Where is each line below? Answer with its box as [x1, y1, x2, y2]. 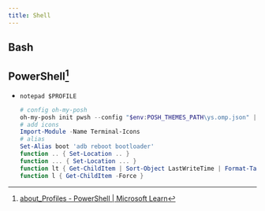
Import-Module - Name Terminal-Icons [19, 128, 140, 136]
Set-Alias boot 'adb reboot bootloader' [19, 143, 155, 150]
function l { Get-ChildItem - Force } [19, 172, 144, 180]
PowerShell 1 [8, 68, 69, 83]
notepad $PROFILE [19, 92, 77, 100]
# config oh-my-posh [19, 105, 88, 114]
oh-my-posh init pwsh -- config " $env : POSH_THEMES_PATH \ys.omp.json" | [19, 113, 257, 121]
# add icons [19, 120, 59, 128]
